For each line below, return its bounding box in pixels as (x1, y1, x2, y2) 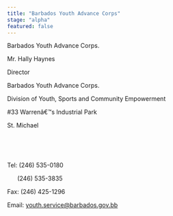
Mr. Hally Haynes (7, 55, 55, 63)
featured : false (7, 23, 53, 29)
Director (7, 68, 30, 76)
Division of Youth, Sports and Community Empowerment (7, 95, 166, 103)
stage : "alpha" (7, 16, 51, 23)
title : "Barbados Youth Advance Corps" (7, 10, 121, 17)
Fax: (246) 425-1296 (7, 188, 66, 196)
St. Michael (7, 121, 39, 130)
